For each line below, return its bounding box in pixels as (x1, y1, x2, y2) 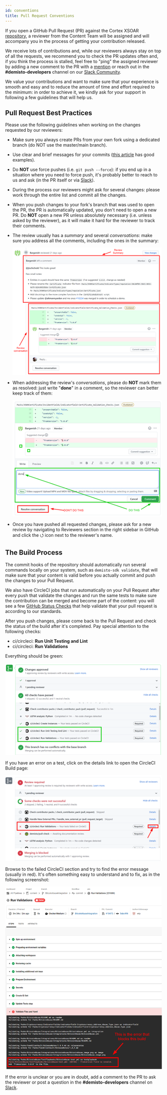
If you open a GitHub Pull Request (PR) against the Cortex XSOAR (5, 27, 139, 33)
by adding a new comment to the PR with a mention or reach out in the (5, 64, 150, 70)
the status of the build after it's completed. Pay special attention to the (5, 623, 149, 629)
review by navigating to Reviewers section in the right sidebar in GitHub (12, 526, 159, 532)
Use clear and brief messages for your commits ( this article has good (12, 152, 155, 158)
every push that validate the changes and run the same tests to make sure (5, 592, 157, 598)
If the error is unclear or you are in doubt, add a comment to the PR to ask (5, 1074, 156, 1080)
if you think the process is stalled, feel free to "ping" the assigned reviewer (5, 58, 158, 64)
